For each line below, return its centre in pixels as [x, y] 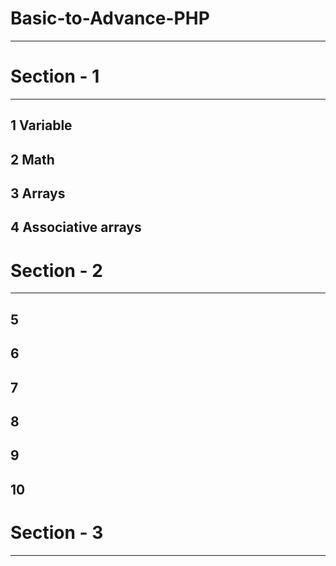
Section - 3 [57, 532]
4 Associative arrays [76, 227]
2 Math [32, 159]
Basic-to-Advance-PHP [110, 18]
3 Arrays [38, 193]
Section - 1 [55, 76]
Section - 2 [56, 270]
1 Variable [41, 125]
